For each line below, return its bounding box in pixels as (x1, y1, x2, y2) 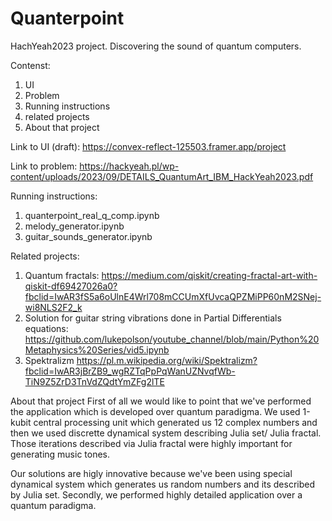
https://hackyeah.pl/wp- (79, 160, 180, 172)
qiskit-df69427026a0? (24, 280, 118, 292)
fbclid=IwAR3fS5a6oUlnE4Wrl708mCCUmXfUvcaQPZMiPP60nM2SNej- (24, 290, 322, 302)
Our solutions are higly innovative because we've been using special (10, 467, 293, 479)
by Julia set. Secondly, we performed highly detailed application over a (10, 488, 303, 501)
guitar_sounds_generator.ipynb (24, 230, 153, 242)
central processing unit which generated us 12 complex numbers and (33, 416, 318, 428)
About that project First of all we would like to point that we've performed (10, 395, 312, 407)
